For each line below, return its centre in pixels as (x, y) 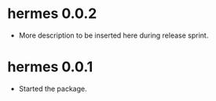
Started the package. (53, 88)
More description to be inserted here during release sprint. (113, 35)
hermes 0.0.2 (52, 14)
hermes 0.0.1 (50, 67)
